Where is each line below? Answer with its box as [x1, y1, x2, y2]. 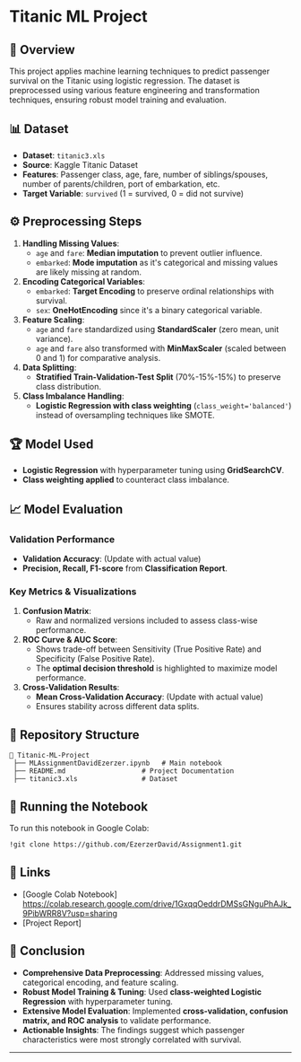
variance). [35, 333, 73, 344]
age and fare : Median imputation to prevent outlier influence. [35, 247, 262, 258]
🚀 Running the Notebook [9, 799, 149, 814]
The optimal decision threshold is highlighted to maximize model [35, 663, 278, 674]
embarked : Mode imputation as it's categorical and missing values [35, 257, 279, 268]
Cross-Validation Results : [21, 682, 120, 693]
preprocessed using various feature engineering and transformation [9, 85, 260, 95]
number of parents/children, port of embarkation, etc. [21, 178, 220, 189]
